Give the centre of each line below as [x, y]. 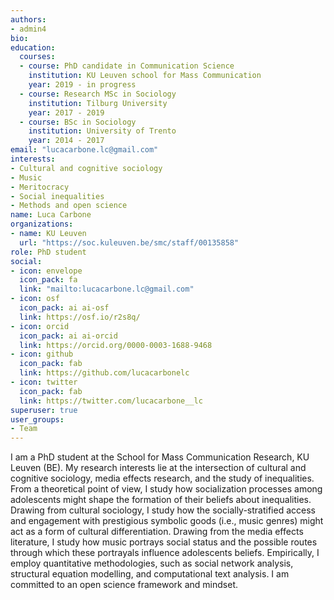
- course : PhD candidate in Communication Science [127, 66]
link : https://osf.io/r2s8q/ [80, 317]
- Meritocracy [40, 187]
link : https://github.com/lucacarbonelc [104, 373]
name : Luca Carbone [51, 215]
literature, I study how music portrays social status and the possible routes [164, 542]
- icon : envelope [46, 271]
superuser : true [44, 410]
